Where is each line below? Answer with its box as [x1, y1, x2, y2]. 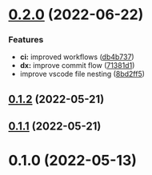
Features [8, 34, 44, 46]
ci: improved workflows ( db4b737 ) [19, 52, 134, 62]
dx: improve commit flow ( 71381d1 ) [19, 61, 135, 70]
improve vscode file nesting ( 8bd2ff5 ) [19, 70, 146, 79]
